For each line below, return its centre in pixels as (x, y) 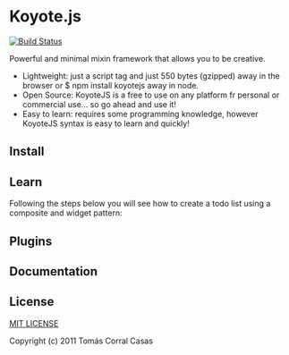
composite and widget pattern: (66, 213)
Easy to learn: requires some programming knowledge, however (140, 114)
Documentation (54, 271)
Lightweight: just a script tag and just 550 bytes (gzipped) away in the (151, 76)
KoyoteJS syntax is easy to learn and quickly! (106, 123)
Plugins (31, 241)
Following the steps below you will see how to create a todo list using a (140, 204)
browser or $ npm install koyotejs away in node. (110, 85)
